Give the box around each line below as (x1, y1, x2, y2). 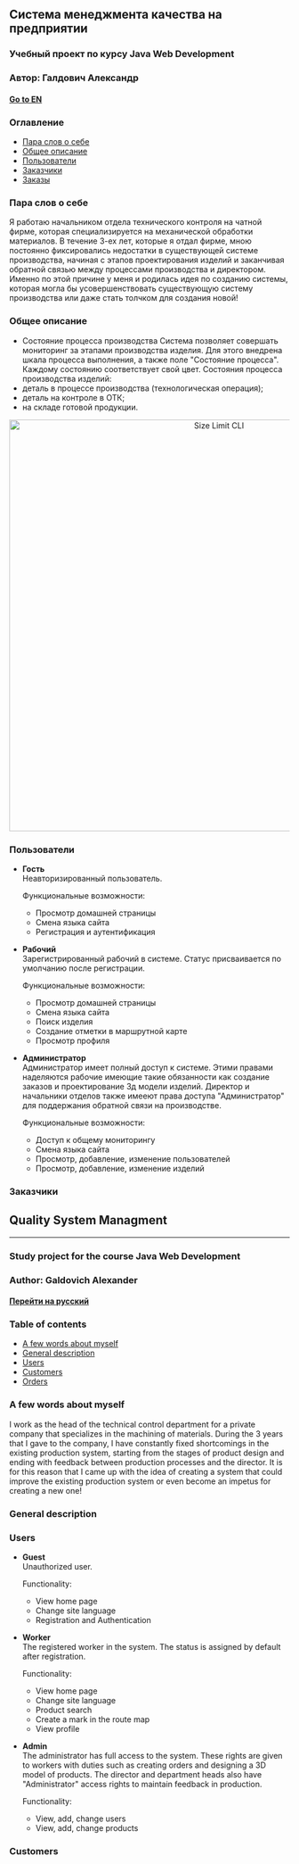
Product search (35, 1704, 93, 1715)
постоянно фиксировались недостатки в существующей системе (9, 245, 259, 256)
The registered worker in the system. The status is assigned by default (21, 1642, 281, 1652)
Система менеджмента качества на (9, 7, 222, 22)
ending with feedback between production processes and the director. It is (9, 1456, 283, 1467)
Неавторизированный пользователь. (21, 874, 163, 884)
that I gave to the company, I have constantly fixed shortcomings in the (9, 1437, 270, 1448)
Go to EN (9, 94, 43, 104)
